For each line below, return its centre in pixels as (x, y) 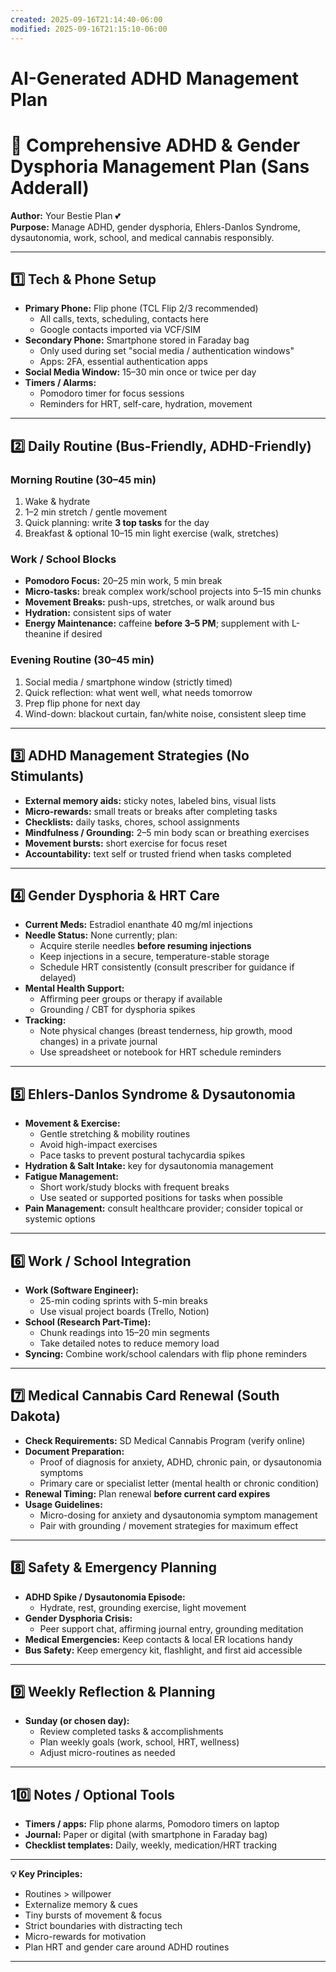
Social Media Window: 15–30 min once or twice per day (140, 372)
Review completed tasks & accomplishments (131, 1732)
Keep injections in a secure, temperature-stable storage (154, 957)
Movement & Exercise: (72, 1123)
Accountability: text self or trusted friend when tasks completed (158, 853)
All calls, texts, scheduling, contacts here (124, 319)
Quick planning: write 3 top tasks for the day (117, 523)
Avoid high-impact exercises (98, 1145)
